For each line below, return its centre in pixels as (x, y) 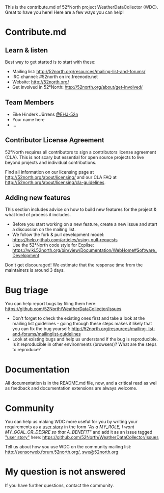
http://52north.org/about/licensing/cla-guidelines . (55, 182)
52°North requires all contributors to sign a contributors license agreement (81, 152)
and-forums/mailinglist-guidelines (46, 334)
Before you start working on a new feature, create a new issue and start (85, 224)
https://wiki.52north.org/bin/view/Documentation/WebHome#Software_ (84, 250)
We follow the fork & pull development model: (58, 234)
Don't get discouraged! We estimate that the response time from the (74, 265)
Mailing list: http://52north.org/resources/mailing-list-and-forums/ (79, 71)
